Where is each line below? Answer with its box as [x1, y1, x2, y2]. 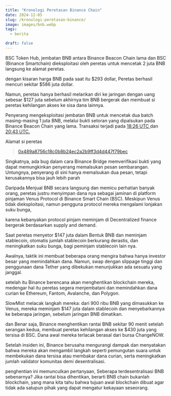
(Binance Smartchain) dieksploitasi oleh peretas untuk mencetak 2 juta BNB [5, 60, 165, 66]
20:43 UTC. [5, 128, 30, 134]
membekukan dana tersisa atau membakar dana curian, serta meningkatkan [5, 353, 166, 359]
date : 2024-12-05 [5, 12, 43, 17]
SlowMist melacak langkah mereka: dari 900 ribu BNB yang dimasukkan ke [5, 300, 164, 306]
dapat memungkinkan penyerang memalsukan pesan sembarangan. [5, 164, 149, 170]
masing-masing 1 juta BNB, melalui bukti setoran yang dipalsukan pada [5, 117, 156, 123]
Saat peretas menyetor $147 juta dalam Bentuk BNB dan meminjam [5, 232, 147, 238]
